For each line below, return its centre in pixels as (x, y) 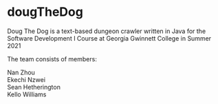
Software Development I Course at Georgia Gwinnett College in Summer (109, 38)
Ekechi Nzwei (26, 79)
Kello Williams (27, 94)
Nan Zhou (21, 72)
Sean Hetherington (34, 87)
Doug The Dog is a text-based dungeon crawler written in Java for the (107, 31)
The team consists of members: (52, 59)
